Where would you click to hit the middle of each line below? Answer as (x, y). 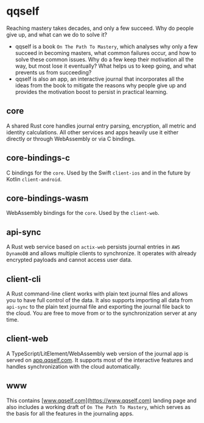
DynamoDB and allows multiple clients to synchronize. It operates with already (101, 253)
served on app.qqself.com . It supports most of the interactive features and (100, 360)
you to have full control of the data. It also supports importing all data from (100, 300)
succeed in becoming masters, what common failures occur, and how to (106, 52)
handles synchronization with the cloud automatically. (74, 366)
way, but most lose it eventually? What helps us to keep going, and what (106, 66)
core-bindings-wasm (47, 198)
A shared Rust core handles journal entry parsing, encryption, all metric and (101, 126)
